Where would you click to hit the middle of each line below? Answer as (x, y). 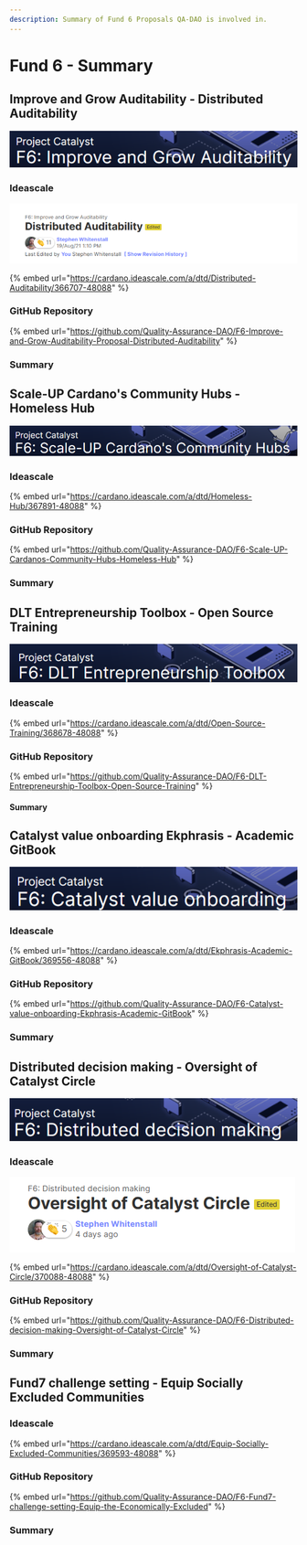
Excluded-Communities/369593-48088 (84, 1453)
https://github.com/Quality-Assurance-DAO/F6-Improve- (177, 331)
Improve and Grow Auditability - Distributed (136, 99)
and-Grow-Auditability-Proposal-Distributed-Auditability (115, 341)
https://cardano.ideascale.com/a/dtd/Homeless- (161, 496)
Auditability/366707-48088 (61, 287)
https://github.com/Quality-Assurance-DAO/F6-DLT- (169, 776)
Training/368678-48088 (55, 732)
